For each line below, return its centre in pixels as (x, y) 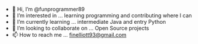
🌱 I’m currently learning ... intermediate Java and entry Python (89, 22)
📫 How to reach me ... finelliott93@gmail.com (69, 35)
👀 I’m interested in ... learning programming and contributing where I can (102, 15)
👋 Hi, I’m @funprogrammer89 (48, 9)
